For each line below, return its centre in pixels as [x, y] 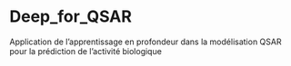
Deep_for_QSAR [70, 17]
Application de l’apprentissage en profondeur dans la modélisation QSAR [145, 42]
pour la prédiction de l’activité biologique [85, 51]
